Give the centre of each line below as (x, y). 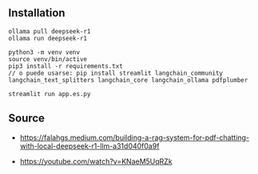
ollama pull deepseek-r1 (50, 31)
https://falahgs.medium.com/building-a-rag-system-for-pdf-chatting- (135, 137)
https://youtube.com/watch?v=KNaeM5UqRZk (96, 161)
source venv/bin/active (48, 59)
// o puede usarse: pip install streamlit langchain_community (116, 73)
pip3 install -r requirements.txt (66, 66)
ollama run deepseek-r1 (48, 38)
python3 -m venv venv (44, 52)
